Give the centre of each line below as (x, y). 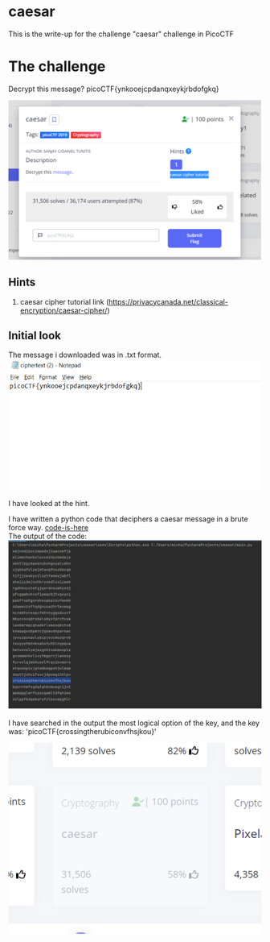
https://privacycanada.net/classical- (168, 301)
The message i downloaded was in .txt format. (85, 355)
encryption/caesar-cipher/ (63, 310)
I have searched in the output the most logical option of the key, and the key (134, 723)
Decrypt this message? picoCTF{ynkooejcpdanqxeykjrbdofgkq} (114, 89)
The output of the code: (47, 536)
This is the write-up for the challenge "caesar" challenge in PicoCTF (121, 34)
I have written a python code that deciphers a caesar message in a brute (128, 519)
